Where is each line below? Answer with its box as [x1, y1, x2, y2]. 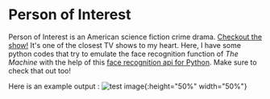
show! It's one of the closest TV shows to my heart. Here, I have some [8, 40, 242, 49]
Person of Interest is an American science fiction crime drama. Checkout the [8, 32, 263, 42]
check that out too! [8, 65, 71, 75]
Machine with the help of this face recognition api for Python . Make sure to [8, 57, 257, 67]
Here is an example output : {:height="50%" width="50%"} [8, 81, 247, 91]
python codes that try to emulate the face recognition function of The [8, 49, 239, 58]
